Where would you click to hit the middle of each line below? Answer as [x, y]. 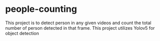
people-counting [41, 9]
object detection [22, 33]
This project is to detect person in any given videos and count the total [78, 23]
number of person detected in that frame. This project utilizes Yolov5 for [80, 28]
